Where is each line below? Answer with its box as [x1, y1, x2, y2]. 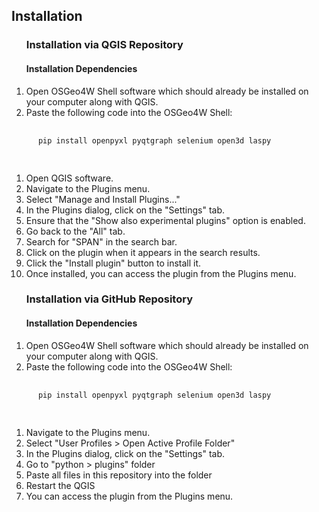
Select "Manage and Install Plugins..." [25, 193, 181, 205]
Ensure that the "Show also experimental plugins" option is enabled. [25, 214, 306, 226]
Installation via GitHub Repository [25, 292, 193, 306]
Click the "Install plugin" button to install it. [25, 257, 202, 269]
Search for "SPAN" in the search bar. [25, 235, 178, 248]
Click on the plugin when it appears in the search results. [25, 246, 261, 258]
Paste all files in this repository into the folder [25, 469, 213, 481]
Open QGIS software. [25, 172, 114, 184]
